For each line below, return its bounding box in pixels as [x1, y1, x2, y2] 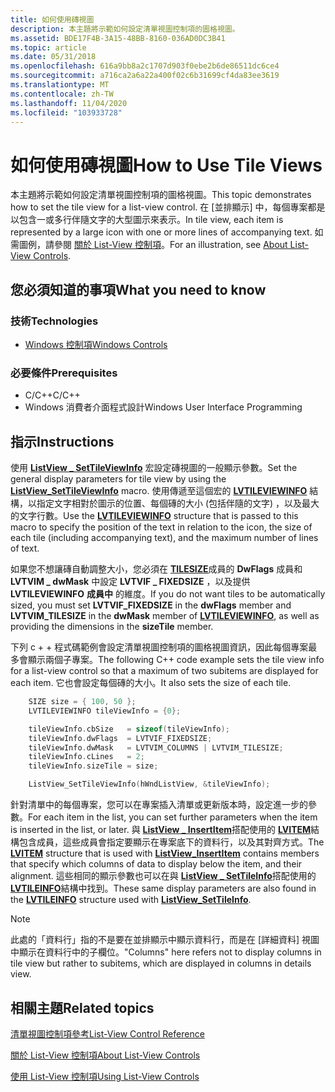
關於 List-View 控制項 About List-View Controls [10, 1049, 201, 1061]
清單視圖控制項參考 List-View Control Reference [10, 1027, 205, 1040]
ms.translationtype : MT [10, 80, 110, 90]
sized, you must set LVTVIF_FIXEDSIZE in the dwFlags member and [10, 599, 292, 611]
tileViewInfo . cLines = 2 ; [28, 752, 145, 762]
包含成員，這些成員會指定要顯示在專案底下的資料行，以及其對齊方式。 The [18, 836, 325, 848]
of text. [10, 542, 40, 555]
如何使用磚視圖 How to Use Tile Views [10, 154, 323, 176]
